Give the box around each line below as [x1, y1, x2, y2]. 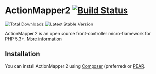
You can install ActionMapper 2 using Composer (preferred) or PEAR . [5, 63, 146, 69]
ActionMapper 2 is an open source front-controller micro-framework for [5, 30, 151, 36]
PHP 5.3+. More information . [5, 36, 63, 42]
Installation [5, 50, 40, 58]
